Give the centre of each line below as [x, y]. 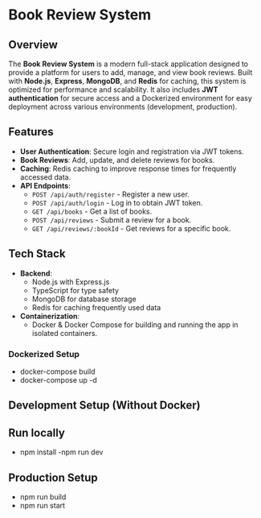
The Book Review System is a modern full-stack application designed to [128, 64]
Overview [33, 45]
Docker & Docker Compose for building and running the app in [135, 325]
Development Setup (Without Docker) [104, 406]
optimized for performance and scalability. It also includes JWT [113, 89]
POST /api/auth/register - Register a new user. [111, 194]
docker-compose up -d [59, 379]
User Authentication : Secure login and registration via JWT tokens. [132, 151]
